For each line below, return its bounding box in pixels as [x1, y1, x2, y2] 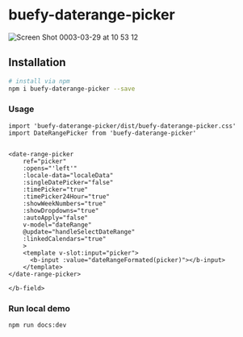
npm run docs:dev [8, 321, 67, 330]
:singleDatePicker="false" [23, 178, 114, 186]
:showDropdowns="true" [23, 206, 99, 214]
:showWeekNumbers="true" [23, 199, 107, 207]
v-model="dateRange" [23, 220, 92, 229]
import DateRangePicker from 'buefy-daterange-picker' [8, 129, 197, 137]
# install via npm [8, 77, 70, 85]
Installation [8, 56, 66, 69]
